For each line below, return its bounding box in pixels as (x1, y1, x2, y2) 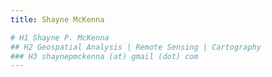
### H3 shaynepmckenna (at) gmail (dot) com (10, 51, 199, 61)
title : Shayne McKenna (10, 14, 105, 25)
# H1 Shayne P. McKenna (10, 32, 110, 43)
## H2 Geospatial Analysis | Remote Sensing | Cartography (10, 42, 262, 52)
